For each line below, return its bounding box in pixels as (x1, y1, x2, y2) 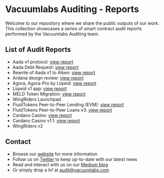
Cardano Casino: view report (12, 112, 72, 118)
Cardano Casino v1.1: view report (12, 117, 80, 124)
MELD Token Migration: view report (12, 91, 86, 97)
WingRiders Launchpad (12, 96, 61, 102)
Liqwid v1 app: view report (12, 85, 67, 92)
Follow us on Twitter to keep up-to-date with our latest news (12, 156, 137, 162)
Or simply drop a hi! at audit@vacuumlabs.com (12, 167, 109, 173)
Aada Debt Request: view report (12, 64, 79, 70)
